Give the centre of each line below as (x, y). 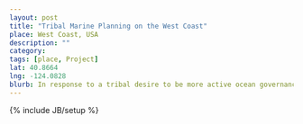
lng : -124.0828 (38, 76)
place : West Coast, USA (54, 34)
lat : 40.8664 (34, 68)
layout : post (34, 18)
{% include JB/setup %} (54, 110)
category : (28, 51)
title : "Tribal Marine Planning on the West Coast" (108, 26)
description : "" (40, 43)
